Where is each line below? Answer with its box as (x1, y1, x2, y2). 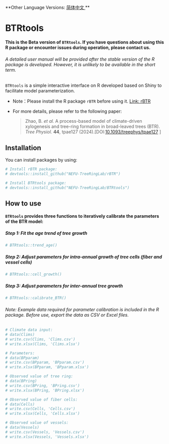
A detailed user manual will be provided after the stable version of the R (5, 56, 155, 62)
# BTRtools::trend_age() (5, 243, 58, 248)
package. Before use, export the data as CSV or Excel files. (5, 312, 129, 318)
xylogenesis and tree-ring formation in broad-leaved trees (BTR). (25, 123, 160, 130)
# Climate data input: (5, 327, 53, 332)
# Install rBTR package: (5, 166, 58, 172)
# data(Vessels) (5, 425, 39, 430)
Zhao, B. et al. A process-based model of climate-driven (25, 118, 142, 124)
